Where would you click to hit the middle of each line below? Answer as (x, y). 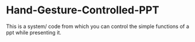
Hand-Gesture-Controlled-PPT (83, 10)
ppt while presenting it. (34, 32)
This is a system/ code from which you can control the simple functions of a (97, 26)
